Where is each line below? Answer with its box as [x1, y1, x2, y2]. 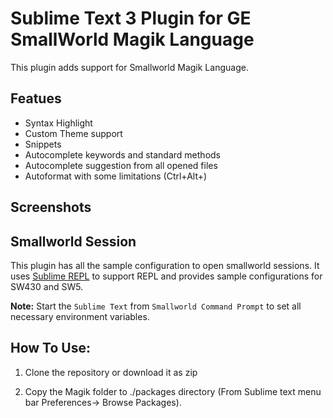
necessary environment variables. [10, 310, 150, 322]
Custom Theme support [24, 127, 123, 139]
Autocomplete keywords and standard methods [24, 148, 221, 161]
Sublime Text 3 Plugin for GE [10, 7, 252, 30]
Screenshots [10, 199, 92, 216]
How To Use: [10, 340, 91, 357]
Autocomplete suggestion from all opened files [24, 159, 218, 171]
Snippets [24, 138, 62, 150]
